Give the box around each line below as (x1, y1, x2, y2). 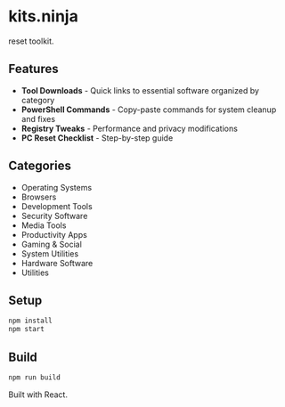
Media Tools (20, 220, 67, 231)
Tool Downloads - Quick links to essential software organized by (20, 85, 260, 95)
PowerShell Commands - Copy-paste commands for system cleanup (20, 104, 277, 115)
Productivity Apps (20, 229, 88, 240)
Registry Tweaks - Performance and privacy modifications (20, 123, 238, 134)
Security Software (20, 210, 88, 221)
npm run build (8, 372, 61, 382)
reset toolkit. (8, 36, 54, 46)
